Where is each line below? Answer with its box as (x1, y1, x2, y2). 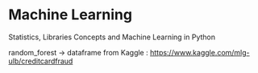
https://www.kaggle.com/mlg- (149, 47, 250, 57)
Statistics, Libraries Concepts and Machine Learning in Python (8, 32, 216, 42)
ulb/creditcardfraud (8, 56, 73, 66)
